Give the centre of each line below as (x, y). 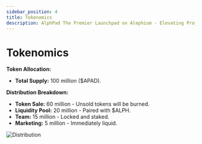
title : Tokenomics (29, 17)
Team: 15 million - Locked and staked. (62, 117)
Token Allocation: (29, 69)
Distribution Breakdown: (38, 92)
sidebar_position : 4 (32, 12)
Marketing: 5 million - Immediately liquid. (66, 123)
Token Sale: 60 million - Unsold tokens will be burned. (82, 104)
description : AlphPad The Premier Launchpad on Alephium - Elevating (95, 23)
